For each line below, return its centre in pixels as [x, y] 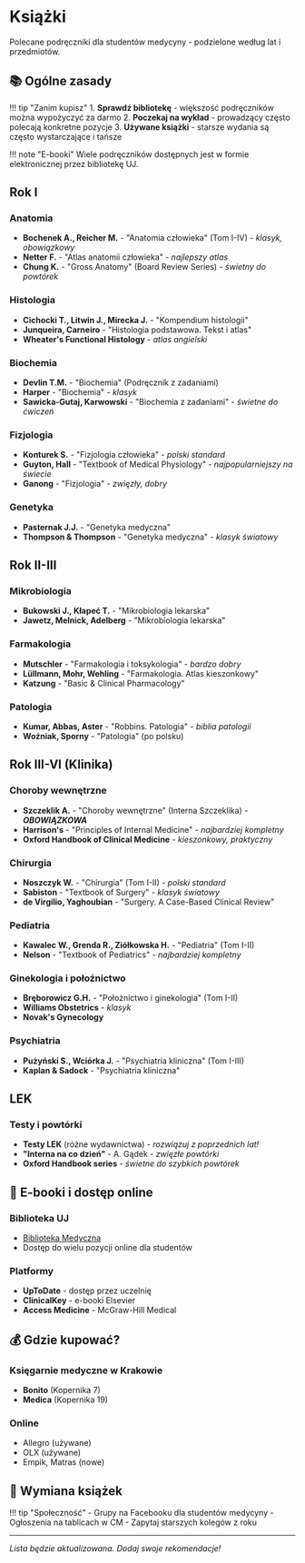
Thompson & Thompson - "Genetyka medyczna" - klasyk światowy [150, 537]
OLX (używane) [52, 1453]
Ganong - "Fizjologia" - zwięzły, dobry [95, 484]
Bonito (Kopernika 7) [62, 1390]
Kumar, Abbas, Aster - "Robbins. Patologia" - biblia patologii [137, 726]
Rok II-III [33, 565]
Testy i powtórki [46, 1125]
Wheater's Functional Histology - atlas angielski [115, 339]
